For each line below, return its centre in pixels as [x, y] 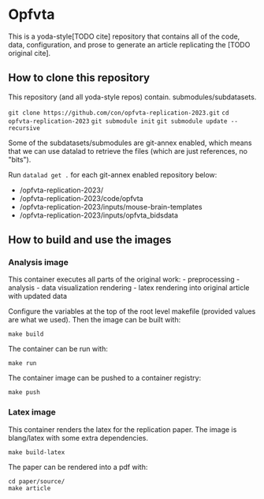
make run [22, 363]
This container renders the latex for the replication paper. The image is [123, 429]
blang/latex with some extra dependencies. [78, 438]
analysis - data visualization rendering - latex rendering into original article [129, 288]
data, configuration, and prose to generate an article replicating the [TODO [129, 44]
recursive [24, 128]
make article [30, 488]
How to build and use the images [90, 240]
